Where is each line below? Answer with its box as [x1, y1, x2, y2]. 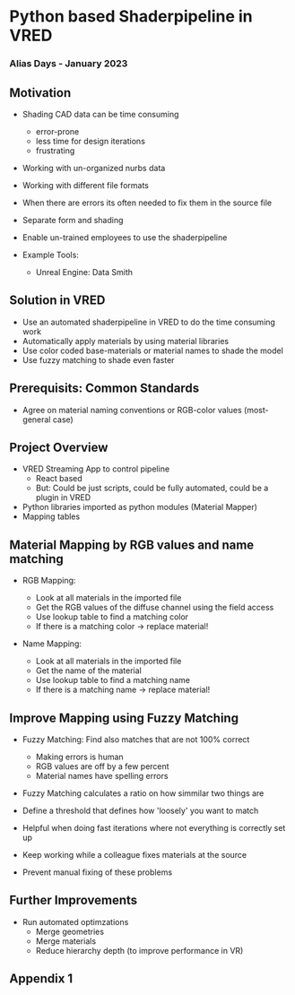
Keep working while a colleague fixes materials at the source [22, 849, 247, 860]
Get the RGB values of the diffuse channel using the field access [35, 602, 274, 613]
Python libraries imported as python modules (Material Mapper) [22, 502, 258, 513]
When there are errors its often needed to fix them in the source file [22, 197, 273, 208]
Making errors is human [35, 751, 124, 762]
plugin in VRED [35, 492, 91, 503]
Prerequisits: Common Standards [9, 381, 200, 396]
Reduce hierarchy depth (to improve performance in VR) [35, 945, 244, 956]
